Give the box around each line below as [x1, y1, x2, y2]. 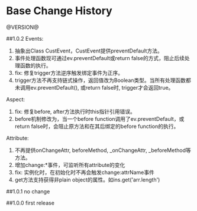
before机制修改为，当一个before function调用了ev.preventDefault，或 [14, 115, 185, 122]
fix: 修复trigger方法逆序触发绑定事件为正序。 [14, 69, 123, 76]
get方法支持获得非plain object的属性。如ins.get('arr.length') [14, 176, 160, 183]
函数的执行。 [20, 62, 51, 69]
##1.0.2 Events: [6, 35, 44, 42]
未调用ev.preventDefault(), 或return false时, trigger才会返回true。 [14, 84, 174, 91]
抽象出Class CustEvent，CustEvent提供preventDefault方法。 [14, 47, 163, 54]
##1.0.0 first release [6, 199, 55, 206]
